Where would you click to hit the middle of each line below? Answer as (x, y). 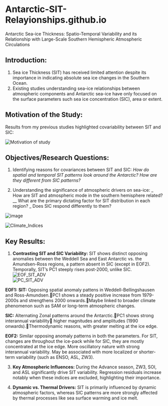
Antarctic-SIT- (36, 9)
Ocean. (20, 83)
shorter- (147, 352)
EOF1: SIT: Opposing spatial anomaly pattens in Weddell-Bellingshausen (80, 290)
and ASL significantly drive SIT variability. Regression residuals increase (87, 372)
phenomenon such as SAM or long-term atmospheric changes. (70, 306)
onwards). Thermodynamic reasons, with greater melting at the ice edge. (81, 326)
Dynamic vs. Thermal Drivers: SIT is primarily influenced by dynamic (84, 387)
